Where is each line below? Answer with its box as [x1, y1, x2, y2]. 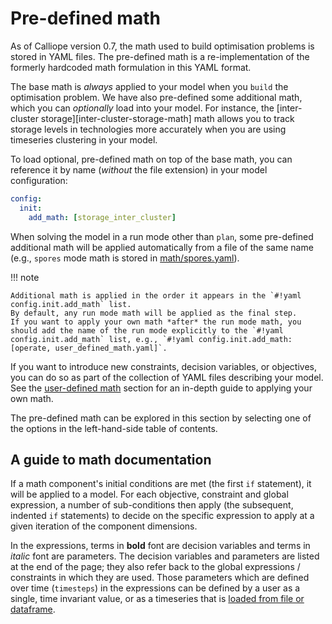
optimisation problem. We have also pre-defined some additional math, [10, 91, 303, 103]
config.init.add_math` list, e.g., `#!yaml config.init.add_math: [10, 334, 293, 344]
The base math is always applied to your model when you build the [10, 80, 289, 92]
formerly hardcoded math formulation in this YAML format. [10, 61, 252, 73]
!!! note [10, 271, 40, 283]
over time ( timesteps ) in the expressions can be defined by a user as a [10, 582, 301, 594]
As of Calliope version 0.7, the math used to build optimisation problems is [10, 40, 315, 52]
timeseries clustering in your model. [10, 133, 158, 146]
